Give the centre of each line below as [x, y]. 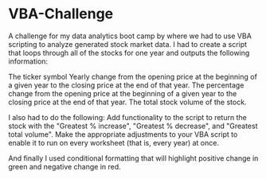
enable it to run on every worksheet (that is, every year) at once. [113, 142]
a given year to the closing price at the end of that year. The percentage [126, 85]
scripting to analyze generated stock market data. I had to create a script [128, 44]
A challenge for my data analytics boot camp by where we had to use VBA [130, 36]
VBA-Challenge [61, 14]
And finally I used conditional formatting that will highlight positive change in [133, 158]
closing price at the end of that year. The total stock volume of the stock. [127, 102]
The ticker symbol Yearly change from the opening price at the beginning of [133, 76]
